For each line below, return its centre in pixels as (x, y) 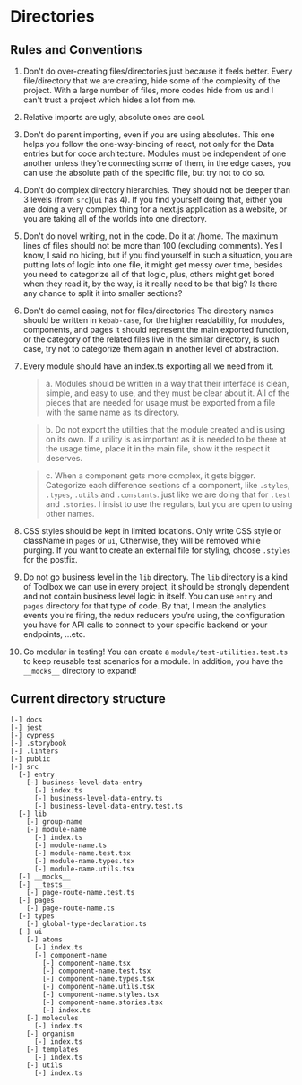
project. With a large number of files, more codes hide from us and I (148, 90)
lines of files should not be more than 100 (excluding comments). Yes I (153, 245)
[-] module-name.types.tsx (84, 861)
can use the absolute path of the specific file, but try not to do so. (144, 173)
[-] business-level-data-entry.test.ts (108, 806)
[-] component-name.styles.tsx (101, 994)
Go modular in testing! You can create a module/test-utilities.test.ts (155, 652)
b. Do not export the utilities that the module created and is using (165, 429)
